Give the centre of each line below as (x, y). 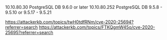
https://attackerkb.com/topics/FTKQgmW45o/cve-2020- (97, 27)
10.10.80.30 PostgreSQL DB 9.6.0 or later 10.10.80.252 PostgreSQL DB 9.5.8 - (84, 7)
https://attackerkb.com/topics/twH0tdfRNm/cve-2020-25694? (70, 22)
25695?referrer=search (29, 32)
